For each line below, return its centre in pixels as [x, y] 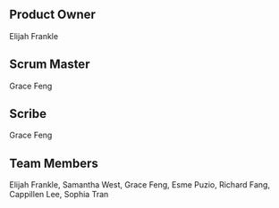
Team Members [54, 163]
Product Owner [53, 15]
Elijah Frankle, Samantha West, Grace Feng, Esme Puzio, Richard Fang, [140, 185]
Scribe [28, 114]
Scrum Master [50, 65]
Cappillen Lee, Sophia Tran [59, 195]
